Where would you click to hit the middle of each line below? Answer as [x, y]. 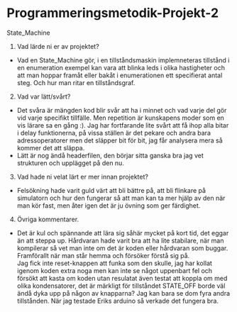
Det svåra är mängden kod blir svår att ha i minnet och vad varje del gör [122, 110]
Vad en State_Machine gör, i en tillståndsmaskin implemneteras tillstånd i [123, 60]
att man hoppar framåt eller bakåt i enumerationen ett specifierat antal [120, 75]
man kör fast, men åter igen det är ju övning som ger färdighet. [109, 205]
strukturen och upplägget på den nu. [71, 163]
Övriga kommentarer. [48, 219]
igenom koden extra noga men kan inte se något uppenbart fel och [115, 270]
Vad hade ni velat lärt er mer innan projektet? [82, 177]
